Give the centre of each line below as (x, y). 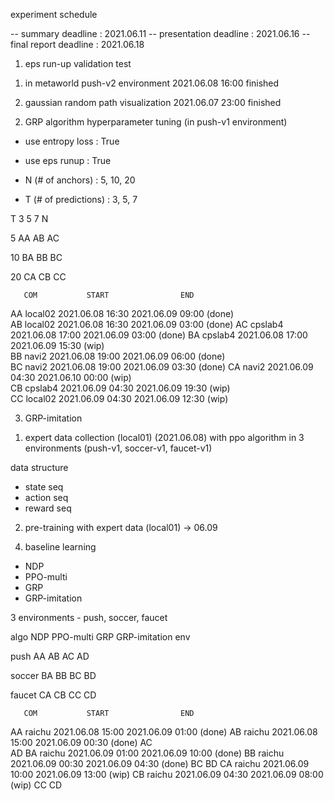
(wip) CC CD (36, 785)
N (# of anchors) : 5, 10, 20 (80, 180)
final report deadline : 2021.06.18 (77, 44)
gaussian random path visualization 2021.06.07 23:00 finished (153, 102)
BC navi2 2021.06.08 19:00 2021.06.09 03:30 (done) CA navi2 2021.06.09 (162, 367)
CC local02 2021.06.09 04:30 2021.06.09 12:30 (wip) (119, 398)
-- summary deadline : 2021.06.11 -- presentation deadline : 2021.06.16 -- (160, 33)
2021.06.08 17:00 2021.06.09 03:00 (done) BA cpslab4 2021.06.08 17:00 (159, 335)
